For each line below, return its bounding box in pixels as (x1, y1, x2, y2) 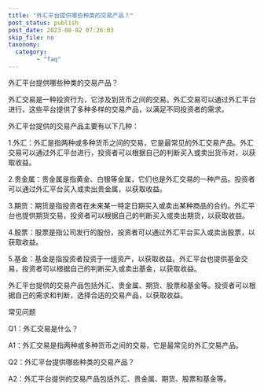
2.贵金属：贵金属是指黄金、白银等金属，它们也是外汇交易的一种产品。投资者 (8, 174, 255, 183)
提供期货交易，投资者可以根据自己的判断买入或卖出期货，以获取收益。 (21, 210, 249, 220)
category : (15, 48, 47, 56)
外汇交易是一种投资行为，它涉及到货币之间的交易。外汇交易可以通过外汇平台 (8, 94, 256, 104)
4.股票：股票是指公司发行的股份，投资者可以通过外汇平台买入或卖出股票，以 (8, 227, 255, 237)
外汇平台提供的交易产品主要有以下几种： (8, 121, 139, 131)
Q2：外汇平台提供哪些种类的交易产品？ (8, 357, 135, 367)
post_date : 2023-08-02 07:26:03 (8, 26, 114, 34)
